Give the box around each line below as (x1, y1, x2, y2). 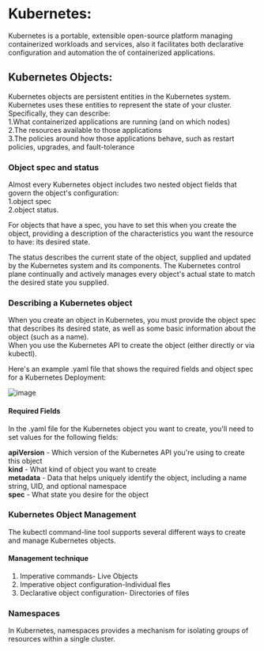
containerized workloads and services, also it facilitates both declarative (8, 39, 243, 48)
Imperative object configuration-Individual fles (19, 580, 172, 589)
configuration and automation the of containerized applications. (8, 47, 216, 57)
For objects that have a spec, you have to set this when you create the (8, 221, 237, 230)
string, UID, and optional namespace (8, 481, 127, 490)
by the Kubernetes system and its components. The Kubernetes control (8, 261, 241, 271)
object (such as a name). (8, 332, 89, 342)
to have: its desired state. (8, 237, 91, 247)
